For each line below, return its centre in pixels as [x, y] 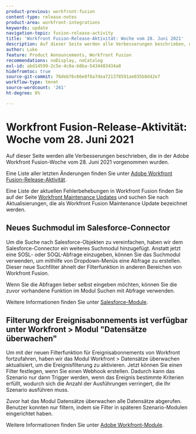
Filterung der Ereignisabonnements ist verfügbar [97, 320]
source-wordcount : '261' [36, 88]
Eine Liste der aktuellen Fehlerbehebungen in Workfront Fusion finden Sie [94, 191]
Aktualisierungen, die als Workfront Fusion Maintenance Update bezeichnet [97, 203]
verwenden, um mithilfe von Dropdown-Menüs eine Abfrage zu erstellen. [94, 260]
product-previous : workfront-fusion [50, 11]
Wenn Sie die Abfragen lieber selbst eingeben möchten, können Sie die [92, 284]
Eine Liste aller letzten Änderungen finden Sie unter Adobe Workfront [89, 173]
